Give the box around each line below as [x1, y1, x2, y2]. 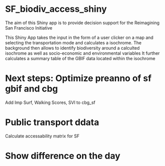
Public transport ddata [5, 117, 100, 128]
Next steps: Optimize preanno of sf [5, 73, 152, 84]
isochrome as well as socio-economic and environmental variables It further [5, 50, 160, 56]
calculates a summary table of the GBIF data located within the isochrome [5, 55, 156, 61]
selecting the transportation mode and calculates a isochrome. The [5, 39, 142, 45]
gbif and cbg [5, 83, 58, 95]
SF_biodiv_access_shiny [5, 3, 107, 15]
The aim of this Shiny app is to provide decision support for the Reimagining [5, 20, 160, 26]
